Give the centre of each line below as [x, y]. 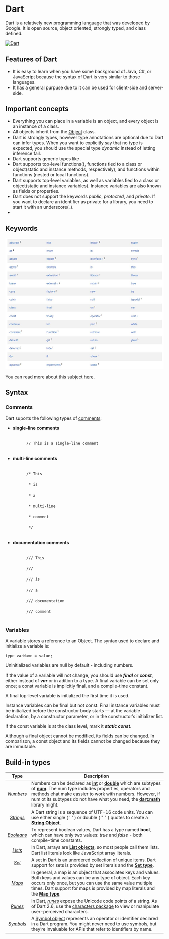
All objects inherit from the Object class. [54, 131]
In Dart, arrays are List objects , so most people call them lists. [95, 847]
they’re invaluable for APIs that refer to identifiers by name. [92, 929]
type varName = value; [29, 656]
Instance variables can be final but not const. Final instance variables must [82, 705]
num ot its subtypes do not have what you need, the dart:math [96, 799]
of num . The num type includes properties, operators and [90, 789]
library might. [45, 805]
